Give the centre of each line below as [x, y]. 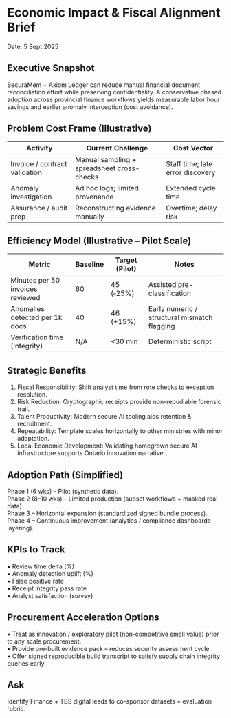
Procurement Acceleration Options [83, 618]
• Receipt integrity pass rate [47, 588]
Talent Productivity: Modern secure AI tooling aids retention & [104, 417]
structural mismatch [180, 317]
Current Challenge [117, 148]
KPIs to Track [36, 550]
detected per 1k [36, 317]
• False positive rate [35, 581]
